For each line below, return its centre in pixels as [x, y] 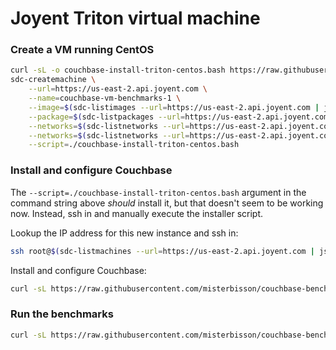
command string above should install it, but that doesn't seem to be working [167, 203]
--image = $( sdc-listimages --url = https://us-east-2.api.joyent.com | [174, 107]
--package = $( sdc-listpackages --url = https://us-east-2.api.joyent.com [178, 117]
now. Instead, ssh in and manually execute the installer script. [137, 213]
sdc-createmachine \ [53, 80]
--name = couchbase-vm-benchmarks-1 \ [105, 98]
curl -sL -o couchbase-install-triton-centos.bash [118, 70]
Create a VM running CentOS [82, 50]
